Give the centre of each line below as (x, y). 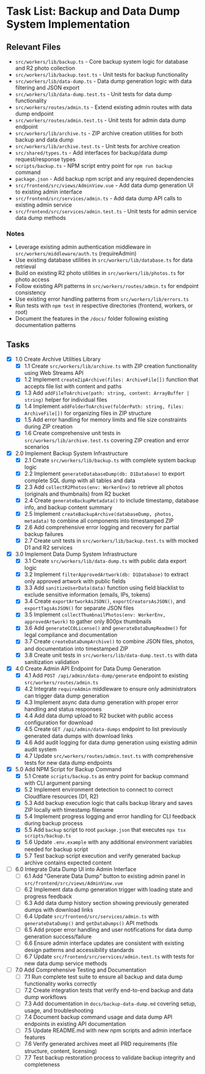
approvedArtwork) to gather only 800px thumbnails (88, 622)
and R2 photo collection (45, 68)
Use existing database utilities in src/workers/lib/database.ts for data (104, 260)
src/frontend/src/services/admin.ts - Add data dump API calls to (99, 198)
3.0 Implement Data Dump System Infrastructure (76, 554)
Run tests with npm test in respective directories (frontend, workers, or (104, 306)
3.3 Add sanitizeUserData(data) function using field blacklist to (104, 588)
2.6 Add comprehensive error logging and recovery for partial (102, 527)
